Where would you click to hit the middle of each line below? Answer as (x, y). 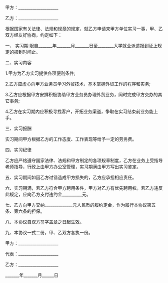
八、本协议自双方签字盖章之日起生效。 (44, 222)
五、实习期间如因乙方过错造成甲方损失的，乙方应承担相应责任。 (71, 177)
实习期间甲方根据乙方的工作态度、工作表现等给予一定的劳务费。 (71, 139)
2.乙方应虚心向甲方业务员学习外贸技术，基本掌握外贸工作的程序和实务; (78, 84)
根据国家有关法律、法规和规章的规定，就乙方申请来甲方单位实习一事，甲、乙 (84, 29)
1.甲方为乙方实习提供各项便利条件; (40, 73)
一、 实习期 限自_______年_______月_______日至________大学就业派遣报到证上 (81, 46)
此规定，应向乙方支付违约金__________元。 (48, 194)
